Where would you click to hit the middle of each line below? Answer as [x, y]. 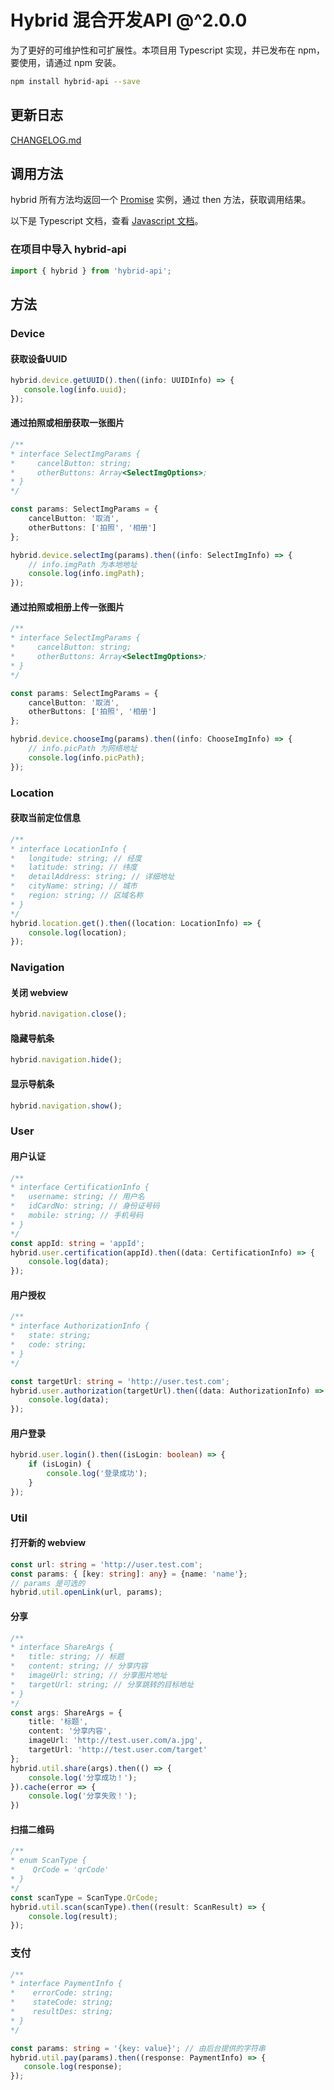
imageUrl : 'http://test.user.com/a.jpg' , [115, 1741]
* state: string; [51, 1336]
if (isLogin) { [60, 1464]
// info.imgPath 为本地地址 [83, 564]
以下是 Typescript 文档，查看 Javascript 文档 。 [107, 221]
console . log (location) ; [78, 932]
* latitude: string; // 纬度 [74, 867]
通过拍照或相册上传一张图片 [67, 607]
